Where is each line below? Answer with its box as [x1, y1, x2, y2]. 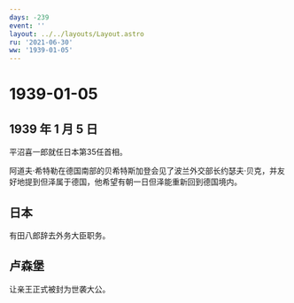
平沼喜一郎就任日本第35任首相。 [9, 147, 128, 158]
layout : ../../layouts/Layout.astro [9, 29, 144, 38]
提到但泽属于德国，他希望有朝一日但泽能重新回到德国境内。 [24, 176, 242, 187]
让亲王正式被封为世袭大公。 [9, 284, 111, 294]
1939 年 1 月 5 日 [9, 121, 98, 136]
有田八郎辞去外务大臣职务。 [9, 229, 111, 240]
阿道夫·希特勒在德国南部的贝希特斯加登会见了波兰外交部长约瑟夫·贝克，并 [9, 166, 278, 176]
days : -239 [9, 12, 50, 22]
